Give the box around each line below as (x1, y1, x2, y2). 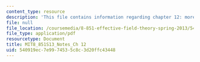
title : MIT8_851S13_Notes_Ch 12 (6, 42, 86, 48)
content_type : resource (6, 8, 65, 15)
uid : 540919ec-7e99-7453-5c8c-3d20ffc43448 (6, 47, 116, 53)
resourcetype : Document (6, 36, 65, 42)
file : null (6, 19, 33, 25)
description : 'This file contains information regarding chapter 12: (6, 14, 183, 20)
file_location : (6, 25, 44, 31)
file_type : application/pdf (6, 31, 76, 37)
